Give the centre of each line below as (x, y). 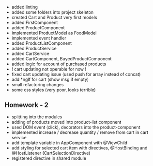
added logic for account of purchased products (59, 64)
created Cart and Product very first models (54, 17)
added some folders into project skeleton (53, 12)
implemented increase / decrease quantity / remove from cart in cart (80, 132)
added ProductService (34, 48)
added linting (25, 7)
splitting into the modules (37, 117)
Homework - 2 (27, 105)
